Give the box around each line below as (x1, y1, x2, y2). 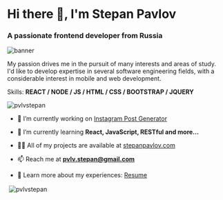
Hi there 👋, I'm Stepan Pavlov (7, 6, 177, 22)
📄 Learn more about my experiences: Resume (17, 171, 148, 179)
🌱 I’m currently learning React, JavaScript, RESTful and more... (17, 128, 199, 137)
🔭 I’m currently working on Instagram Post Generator (17, 114, 168, 123)
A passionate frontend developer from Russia (7, 31, 163, 41)
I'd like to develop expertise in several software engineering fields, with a (7, 67, 215, 75)
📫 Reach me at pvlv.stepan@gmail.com (17, 155, 135, 163)
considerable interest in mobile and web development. (7, 74, 162, 83)
